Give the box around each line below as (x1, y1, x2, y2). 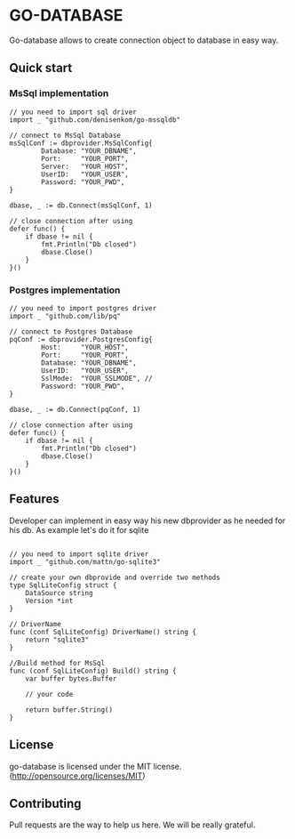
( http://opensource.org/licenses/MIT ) (9, 770, 146, 781)
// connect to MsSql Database (9, 131, 122, 140)
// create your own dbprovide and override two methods (9, 573, 220, 582)
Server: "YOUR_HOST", (41, 162, 129, 171)
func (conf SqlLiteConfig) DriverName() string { (9, 627, 197, 636)
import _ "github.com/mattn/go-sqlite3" (9, 557, 162, 566)
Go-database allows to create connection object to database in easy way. (9, 35, 279, 45)
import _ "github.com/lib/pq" (9, 311, 122, 320)
